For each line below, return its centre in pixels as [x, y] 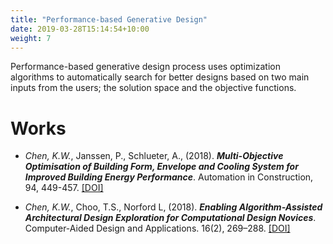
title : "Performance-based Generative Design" [109, 19]
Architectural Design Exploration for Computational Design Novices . [170, 218]
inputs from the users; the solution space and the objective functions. [153, 88]
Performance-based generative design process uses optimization [145, 67]
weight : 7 [31, 38]
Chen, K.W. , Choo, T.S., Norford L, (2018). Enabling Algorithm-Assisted [173, 207]
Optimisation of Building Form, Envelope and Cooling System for [161, 167]
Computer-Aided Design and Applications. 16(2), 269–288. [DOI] [157, 228]
